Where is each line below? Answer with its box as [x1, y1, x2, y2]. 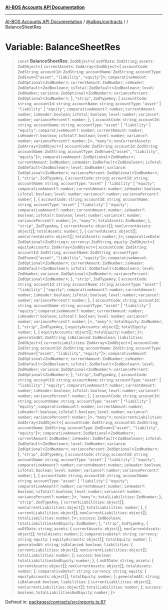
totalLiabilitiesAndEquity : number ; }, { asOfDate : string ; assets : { [17, 557, 154, 563]
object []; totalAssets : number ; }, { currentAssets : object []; [17, 227, 137, 234]
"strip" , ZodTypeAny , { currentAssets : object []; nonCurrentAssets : [17, 222, 152, 228]
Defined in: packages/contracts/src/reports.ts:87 [5, 598, 106, 604]
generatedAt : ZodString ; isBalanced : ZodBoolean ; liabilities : [17, 334, 143, 340]
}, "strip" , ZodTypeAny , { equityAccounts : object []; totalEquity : [17, 323, 147, 329]
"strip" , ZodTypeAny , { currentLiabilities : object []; [17, 498, 125, 504]
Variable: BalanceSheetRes [5, 41, 120, 53]
